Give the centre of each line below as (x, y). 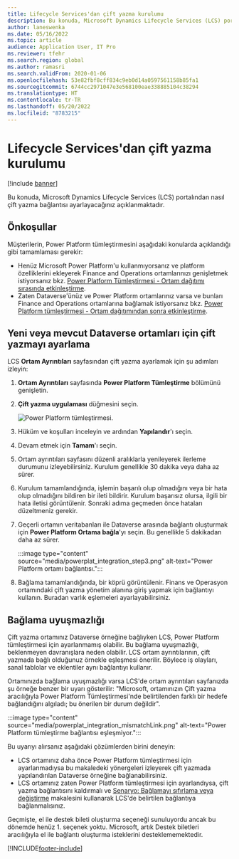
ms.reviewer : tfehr (36, 54)
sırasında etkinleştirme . (52, 288)
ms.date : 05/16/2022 (38, 34)
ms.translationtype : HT (43, 93)
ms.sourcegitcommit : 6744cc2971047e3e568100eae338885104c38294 (103, 87)
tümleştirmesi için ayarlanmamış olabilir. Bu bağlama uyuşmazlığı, (103, 645)
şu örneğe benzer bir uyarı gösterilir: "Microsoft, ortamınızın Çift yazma (112, 689)
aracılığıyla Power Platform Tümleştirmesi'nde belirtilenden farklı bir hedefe (117, 696)
